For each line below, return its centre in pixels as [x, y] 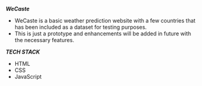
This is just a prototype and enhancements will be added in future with [103, 34]
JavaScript [28, 77]
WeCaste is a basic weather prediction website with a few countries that [105, 20]
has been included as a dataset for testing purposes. [81, 27]
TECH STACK [23, 52]
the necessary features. [44, 40]
